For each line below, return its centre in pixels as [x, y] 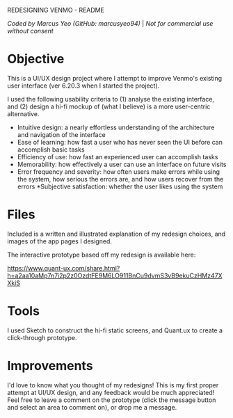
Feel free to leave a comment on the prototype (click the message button [112, 400]
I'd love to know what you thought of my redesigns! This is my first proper [113, 385]
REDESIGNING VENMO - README [56, 10]
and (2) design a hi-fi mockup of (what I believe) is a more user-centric [109, 106]
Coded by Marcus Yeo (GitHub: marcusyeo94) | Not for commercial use [110, 23]
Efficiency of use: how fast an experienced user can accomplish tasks [118, 156]
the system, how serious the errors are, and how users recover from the [120, 179]
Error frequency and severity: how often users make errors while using [119, 171]
